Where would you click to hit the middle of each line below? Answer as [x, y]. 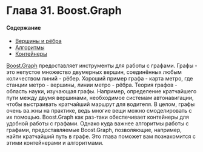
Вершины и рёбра [38, 41]
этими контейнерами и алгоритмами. [55, 143]
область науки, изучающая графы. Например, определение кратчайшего [101, 91]
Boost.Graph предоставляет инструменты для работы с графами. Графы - [102, 66]
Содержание [24, 27]
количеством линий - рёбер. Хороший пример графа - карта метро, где [100, 79]
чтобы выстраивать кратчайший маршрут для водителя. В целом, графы [101, 104]
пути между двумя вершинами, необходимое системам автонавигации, [100, 98]
